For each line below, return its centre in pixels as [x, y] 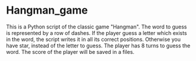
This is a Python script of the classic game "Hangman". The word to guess [97, 27]
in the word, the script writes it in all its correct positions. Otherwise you [94, 39]
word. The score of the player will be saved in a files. [70, 52]
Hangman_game [47, 10]
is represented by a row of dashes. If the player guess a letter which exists [97, 33]
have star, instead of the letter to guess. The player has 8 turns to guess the [98, 46]
